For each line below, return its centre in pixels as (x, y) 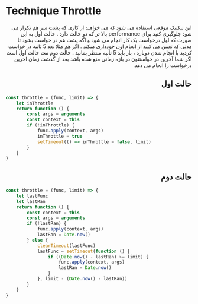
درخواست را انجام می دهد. (163, 65)
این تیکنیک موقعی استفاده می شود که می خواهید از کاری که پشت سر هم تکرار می (101, 27)
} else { (38, 240)
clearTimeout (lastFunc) (66, 246)
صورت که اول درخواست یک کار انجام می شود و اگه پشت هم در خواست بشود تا (105, 40)
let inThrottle (35, 103)
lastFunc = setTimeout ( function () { (84, 251)
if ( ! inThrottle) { (51, 125)
